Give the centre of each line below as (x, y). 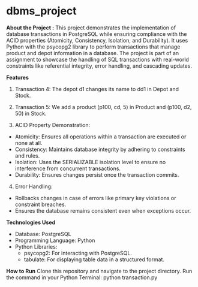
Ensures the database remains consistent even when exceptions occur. (103, 210)
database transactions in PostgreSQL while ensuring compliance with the (97, 34)
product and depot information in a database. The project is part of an (93, 53)
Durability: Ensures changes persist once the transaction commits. (97, 174)
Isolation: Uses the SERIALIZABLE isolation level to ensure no (90, 162)
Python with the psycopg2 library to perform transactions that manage (93, 47)
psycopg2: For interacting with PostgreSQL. (78, 253)
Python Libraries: (36, 246)
